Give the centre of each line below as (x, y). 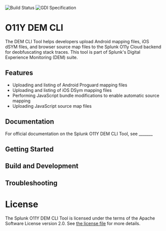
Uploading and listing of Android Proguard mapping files (70, 85)
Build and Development (42, 166)
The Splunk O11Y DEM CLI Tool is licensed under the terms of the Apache (80, 218)
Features (19, 73)
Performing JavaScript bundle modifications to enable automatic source (86, 95)
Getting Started (29, 149)
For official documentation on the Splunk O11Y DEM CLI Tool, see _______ (79, 134)
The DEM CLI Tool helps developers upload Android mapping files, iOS (77, 41)
